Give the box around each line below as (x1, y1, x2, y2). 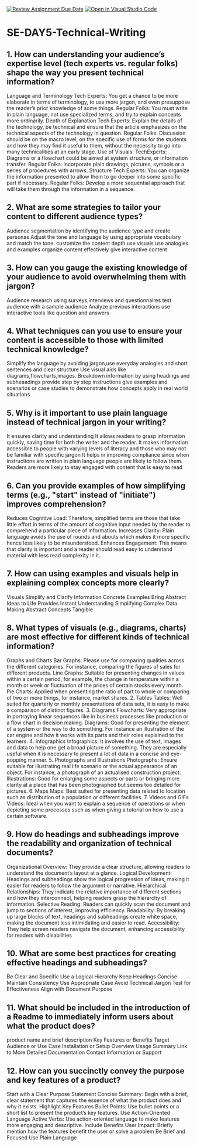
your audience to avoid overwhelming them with (6, 272, 186, 282)
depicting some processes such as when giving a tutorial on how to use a (6, 806, 184, 813)
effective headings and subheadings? (6, 957, 148, 967)
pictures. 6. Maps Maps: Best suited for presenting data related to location (6, 788, 186, 795)
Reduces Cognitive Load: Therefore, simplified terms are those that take (6, 515, 181, 522)
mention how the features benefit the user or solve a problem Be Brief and (6, 1128, 186, 1135)
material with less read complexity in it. (6, 552, 101, 559)
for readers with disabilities (6, 932, 72, 939)
